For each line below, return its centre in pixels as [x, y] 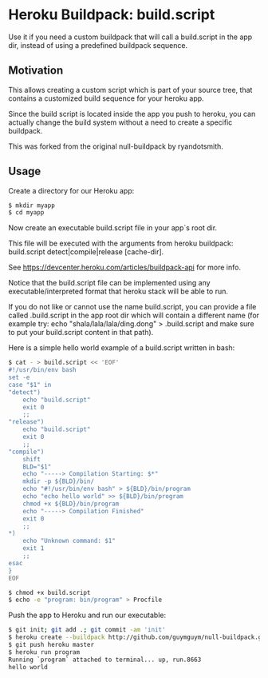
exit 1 [33, 548]
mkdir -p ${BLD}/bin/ [58, 481]
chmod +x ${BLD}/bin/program [71, 504]
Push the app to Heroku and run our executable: [87, 615]
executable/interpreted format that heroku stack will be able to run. [118, 291]
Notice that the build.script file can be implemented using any [109, 283]
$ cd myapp [26, 213]
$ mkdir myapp [32, 205]
